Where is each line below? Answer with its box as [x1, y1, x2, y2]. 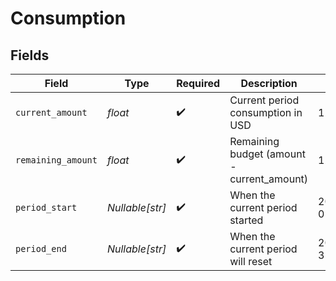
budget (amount [229, 147, 306, 161]
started [229, 213, 264, 227]
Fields [10, 47, 50, 64]
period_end [15, 243, 67, 254]
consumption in [229, 106, 303, 119]
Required [176, 77, 221, 90]
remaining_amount [15, 155, 98, 166]
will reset [229, 255, 273, 268]
